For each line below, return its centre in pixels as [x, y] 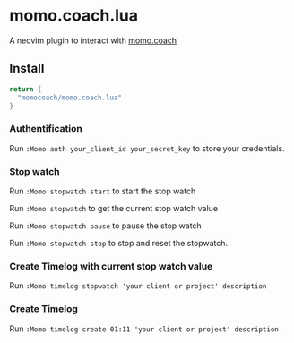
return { [26, 89]
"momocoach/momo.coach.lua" [70, 98]
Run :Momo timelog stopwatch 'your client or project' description [138, 286]
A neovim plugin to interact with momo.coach [93, 40]
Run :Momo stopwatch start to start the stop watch [103, 191]
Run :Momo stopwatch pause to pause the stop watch [105, 226]
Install [27, 69]
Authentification [46, 129]
